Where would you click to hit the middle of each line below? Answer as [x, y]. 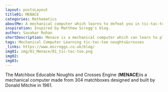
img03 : [12, 61]
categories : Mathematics [31, 19]
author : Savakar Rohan [29, 33]
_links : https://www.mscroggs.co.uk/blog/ [50, 47]
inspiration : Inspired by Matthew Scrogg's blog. [58, 28]
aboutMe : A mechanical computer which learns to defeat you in [72, 24]
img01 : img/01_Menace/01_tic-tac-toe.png [49, 51]
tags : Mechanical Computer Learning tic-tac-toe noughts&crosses [74, 42]
